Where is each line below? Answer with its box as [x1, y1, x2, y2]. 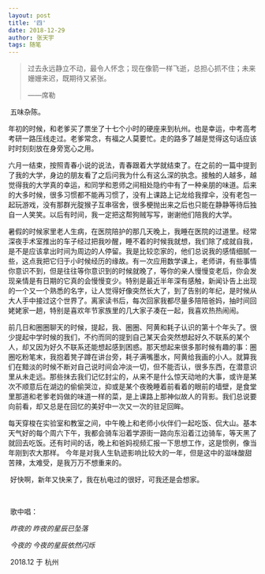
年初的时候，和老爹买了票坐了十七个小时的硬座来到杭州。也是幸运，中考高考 [8, 124, 257, 134]
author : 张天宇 [8, 33, 54, 42]
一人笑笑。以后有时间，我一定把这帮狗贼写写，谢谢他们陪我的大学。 [14, 210, 237, 220]
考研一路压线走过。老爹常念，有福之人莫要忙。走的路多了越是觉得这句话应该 [8, 134, 257, 143]
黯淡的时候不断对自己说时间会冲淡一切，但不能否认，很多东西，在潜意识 [21, 362, 257, 372]
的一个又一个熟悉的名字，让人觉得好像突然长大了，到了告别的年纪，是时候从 [8, 286, 257, 296]
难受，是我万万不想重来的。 [35, 458, 126, 467]
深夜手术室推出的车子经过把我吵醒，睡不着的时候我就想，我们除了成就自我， [8, 236, 257, 246]
